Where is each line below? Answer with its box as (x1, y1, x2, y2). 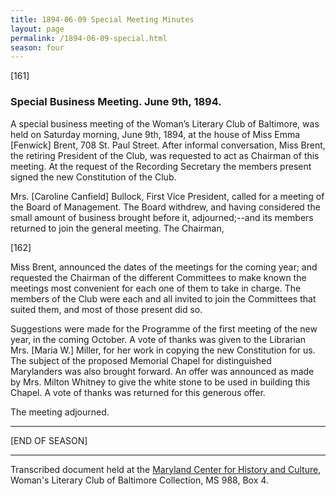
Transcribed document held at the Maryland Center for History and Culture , (10, 463, 322, 475)
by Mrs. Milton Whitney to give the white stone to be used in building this (10, 376, 311, 388)
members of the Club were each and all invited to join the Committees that (10, 292, 317, 305)
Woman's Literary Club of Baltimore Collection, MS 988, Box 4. (10, 474, 269, 486)
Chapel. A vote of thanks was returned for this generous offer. (10, 386, 266, 398)
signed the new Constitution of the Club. (10, 171, 177, 183)
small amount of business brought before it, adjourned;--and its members (10, 211, 314, 223)
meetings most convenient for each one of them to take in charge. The (10, 282, 302, 294)
